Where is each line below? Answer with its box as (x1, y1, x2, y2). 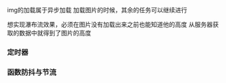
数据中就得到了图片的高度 (18, 29, 91, 37)
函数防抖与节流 (7, 67, 57, 77)
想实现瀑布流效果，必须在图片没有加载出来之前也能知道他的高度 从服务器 (7, 20, 213, 29)
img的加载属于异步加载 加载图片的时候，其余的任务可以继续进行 (7, 6, 188, 14)
